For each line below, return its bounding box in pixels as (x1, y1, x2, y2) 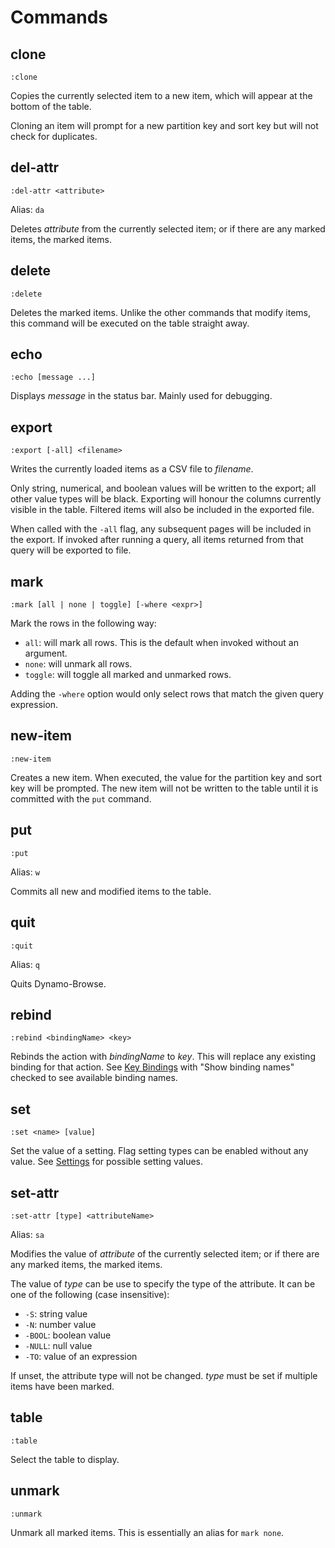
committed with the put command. (10, 792, 152, 805)
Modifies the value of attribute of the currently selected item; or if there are (10, 1247, 320, 1260)
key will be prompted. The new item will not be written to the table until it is (10, 782, 319, 794)
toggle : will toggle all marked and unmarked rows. (24, 669, 232, 681)
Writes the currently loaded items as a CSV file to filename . (10, 463, 254, 475)
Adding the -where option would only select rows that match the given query (10, 688, 324, 700)
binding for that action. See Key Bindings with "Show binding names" (10, 1061, 295, 1073)
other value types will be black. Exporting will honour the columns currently (10, 493, 322, 505)
